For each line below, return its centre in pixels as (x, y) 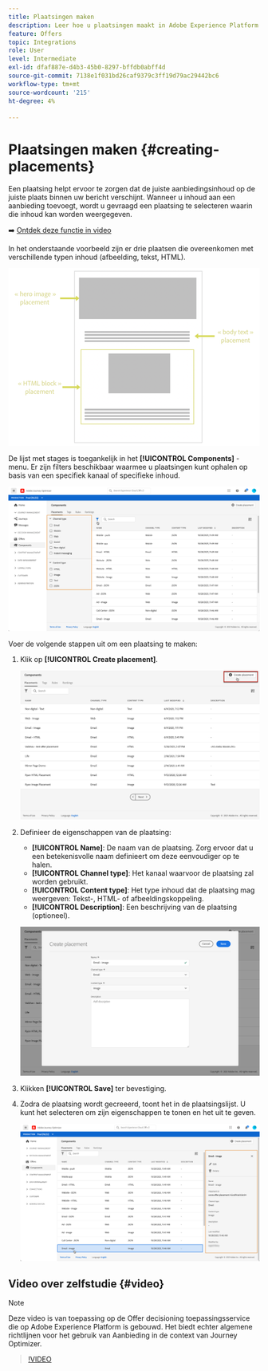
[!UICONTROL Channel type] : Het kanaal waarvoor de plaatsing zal (142, 873)
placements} (52, 167)
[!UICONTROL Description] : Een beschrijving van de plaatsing (134, 907)
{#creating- (180, 150)
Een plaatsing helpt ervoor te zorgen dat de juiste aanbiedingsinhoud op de (132, 189)
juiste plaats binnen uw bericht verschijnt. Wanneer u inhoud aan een (122, 197)
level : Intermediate (43, 59)
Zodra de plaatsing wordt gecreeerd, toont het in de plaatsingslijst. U (132, 1104)
